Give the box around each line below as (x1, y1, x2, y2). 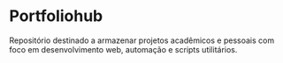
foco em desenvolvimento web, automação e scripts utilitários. (9, 44, 238, 54)
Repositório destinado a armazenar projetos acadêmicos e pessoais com (9, 35, 275, 45)
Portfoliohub (9, 6, 103, 26)
